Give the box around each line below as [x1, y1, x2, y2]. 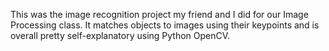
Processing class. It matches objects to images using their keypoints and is [10, 19, 320, 31]
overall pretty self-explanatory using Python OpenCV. [10, 30, 231, 41]
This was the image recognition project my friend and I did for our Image [10, 9, 309, 20]
